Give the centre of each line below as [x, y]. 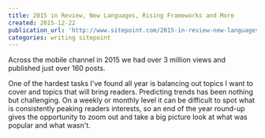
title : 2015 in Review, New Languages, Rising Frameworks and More [121, 15]
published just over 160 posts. [57, 69]
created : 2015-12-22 [42, 23]
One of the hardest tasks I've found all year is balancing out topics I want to [131, 84]
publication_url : [37, 30]
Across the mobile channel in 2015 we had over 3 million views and [117, 60]
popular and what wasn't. [49, 125]
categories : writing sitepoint [60, 37]
